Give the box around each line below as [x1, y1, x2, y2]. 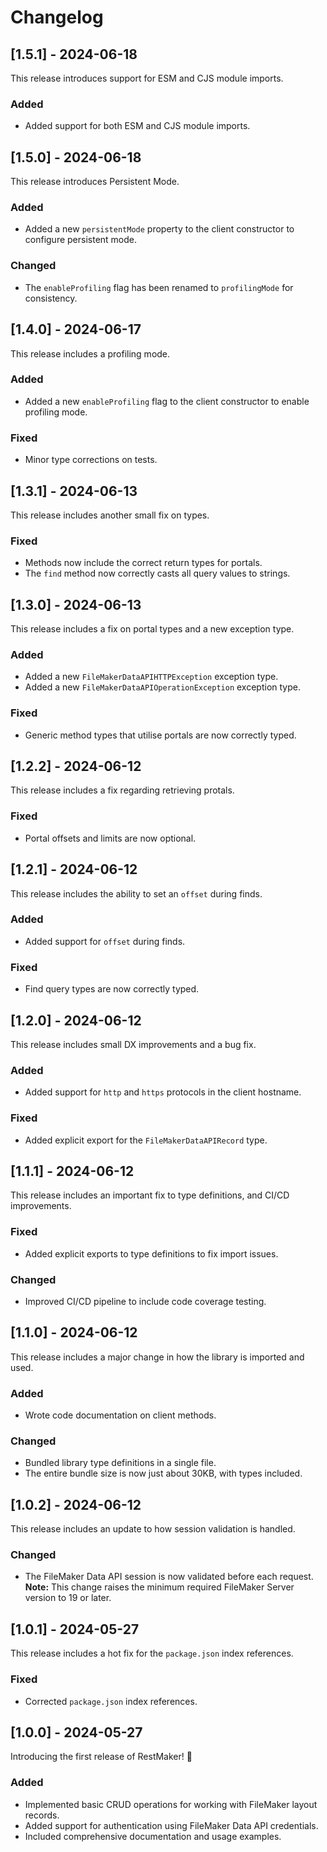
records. [24, 1809, 60, 1821]
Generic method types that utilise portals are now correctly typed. [24, 729, 297, 741]
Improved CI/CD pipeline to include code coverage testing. [24, 1295, 267, 1307]
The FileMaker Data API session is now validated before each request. [24, 1571, 314, 1583]
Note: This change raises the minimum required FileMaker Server [24, 1581, 295, 1593]
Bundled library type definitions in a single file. [24, 1457, 217, 1469]
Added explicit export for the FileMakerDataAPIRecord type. [24, 1134, 268, 1146]
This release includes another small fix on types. [10, 509, 210, 521]
